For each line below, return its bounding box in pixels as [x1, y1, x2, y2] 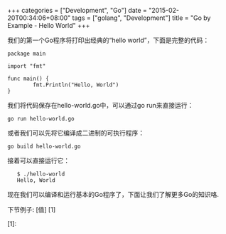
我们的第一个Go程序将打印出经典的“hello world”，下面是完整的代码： [7, 36, 210, 44]
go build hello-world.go [7, 143, 81, 150]
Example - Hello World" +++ [7, 21, 90, 29]
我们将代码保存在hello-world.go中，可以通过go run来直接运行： [7, 101, 194, 109]
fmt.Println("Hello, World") [33, 81, 119, 88]
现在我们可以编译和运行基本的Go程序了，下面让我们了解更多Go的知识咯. [7, 190, 219, 198]
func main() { [7, 75, 50, 82]
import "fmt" [7, 63, 46, 70]
